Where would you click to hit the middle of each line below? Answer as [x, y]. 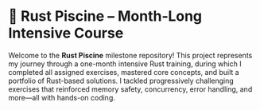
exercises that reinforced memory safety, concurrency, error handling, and [130, 89]
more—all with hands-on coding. [62, 97]
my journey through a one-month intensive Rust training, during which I [125, 64]
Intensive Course [66, 33]
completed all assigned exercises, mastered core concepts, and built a [124, 72]
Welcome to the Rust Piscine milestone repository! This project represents [130, 55]
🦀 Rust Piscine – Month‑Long [105, 16]
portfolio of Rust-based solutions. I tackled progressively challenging [121, 81]
